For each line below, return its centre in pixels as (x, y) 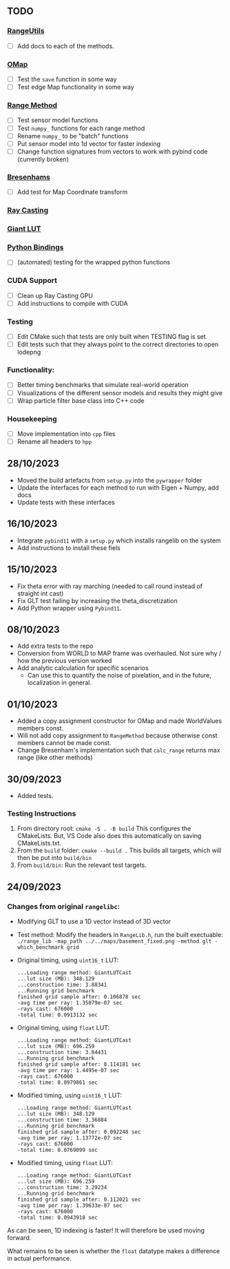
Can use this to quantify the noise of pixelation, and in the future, (119, 675)
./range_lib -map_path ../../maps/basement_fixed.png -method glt (114, 941)
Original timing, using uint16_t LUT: (68, 960)
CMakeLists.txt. (39, 843)
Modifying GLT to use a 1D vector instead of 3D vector (94, 921)
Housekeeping (32, 419)
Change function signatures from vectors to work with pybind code (112, 151)
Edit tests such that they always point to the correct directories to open (118, 344)
